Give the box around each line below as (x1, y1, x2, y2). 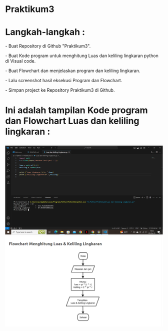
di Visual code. (5, 58, 36, 64)
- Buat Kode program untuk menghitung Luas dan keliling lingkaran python (5, 53, 159, 59)
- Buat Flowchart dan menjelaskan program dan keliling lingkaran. (5, 68, 140, 74)
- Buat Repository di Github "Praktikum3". (5, 43, 91, 49)
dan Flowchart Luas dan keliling (5, 115, 139, 127)
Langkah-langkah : (5, 27, 85, 38)
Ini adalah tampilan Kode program (5, 105, 148, 116)
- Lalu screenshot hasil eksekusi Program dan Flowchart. (5, 78, 122, 84)
